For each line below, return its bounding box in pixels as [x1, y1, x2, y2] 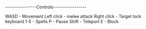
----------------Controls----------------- [5, 4, 87, 10]
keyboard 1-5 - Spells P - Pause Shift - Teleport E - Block [5, 19, 119, 24]
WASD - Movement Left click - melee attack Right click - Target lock [5, 14, 142, 19]
